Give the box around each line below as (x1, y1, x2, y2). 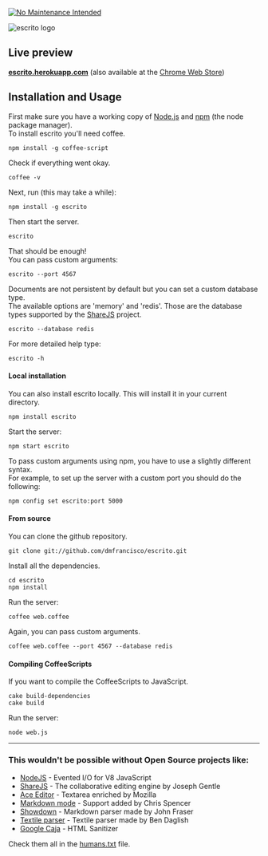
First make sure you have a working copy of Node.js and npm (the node (8, 112, 244, 121)
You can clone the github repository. (8, 531, 128, 542)
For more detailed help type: (8, 339, 101, 349)
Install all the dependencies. (8, 561, 100, 570)
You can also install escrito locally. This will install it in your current (8, 389, 227, 398)
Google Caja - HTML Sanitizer (19, 823, 119, 833)
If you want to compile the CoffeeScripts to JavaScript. (8, 677, 189, 686)
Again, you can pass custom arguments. (8, 627, 141, 637)
